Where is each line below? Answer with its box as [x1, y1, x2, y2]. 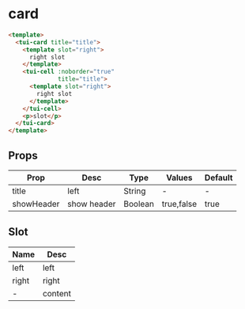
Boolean [123, 199, 154, 209]
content [42, 288, 71, 299]
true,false [161, 199, 198, 209]
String [123, 185, 146, 196]
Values [165, 172, 193, 183]
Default [204, 172, 233, 183]
